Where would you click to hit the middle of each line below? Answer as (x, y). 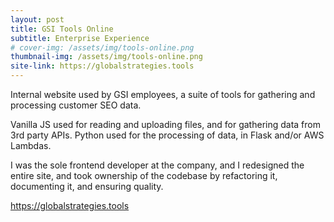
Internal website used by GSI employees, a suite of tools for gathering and (163, 94)
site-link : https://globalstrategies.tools (102, 66)
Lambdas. (31, 145)
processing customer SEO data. (76, 105)
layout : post (37, 19)
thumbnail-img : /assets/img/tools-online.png (106, 57)
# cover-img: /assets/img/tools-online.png (102, 47)
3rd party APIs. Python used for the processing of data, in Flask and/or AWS (167, 135)
